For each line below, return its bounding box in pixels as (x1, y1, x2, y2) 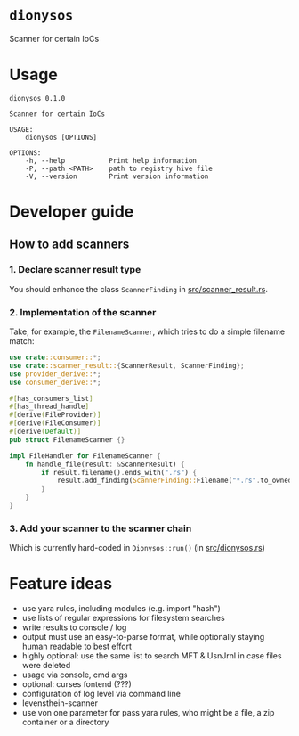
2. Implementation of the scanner (9, 306, 157, 318)
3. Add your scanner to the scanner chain (9, 522, 192, 535)
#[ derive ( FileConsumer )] (9, 419, 101, 428)
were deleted (21, 660, 71, 671)
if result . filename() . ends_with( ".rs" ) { (41, 468, 198, 477)
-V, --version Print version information (25, 172, 209, 181)
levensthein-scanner (21, 698, 98, 708)
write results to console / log (21, 622, 127, 633)
